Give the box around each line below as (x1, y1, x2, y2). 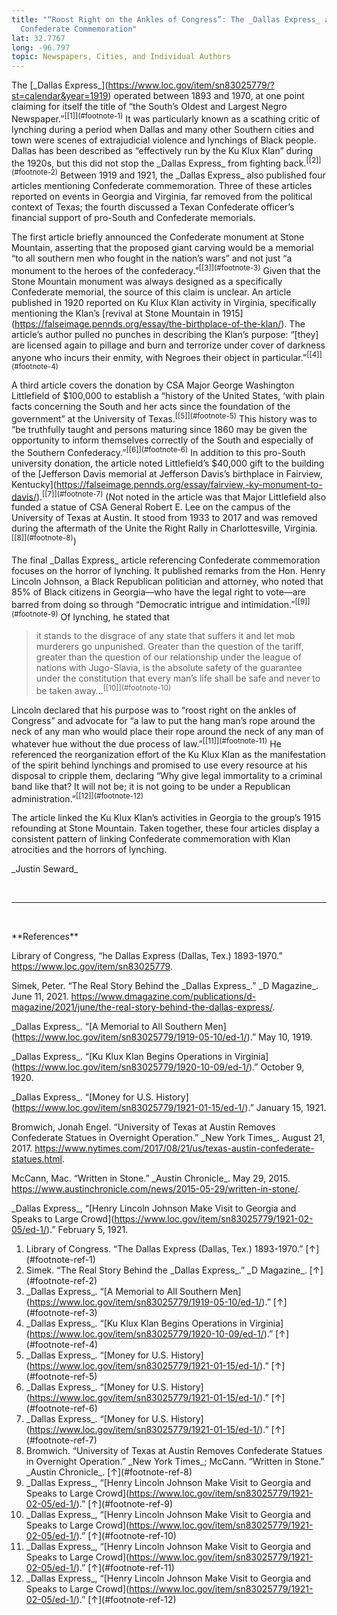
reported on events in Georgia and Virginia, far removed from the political (11, 191, 313, 203)
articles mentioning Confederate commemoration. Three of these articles (11, 180, 313, 192)
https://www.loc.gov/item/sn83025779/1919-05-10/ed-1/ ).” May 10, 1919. (14, 1031, 313, 1043)
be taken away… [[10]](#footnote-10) (35, 683, 172, 696)
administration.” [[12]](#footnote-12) (11, 791, 144, 805)
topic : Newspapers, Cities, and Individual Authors (11, 52, 231, 62)
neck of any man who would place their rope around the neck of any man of (11, 726, 324, 737)
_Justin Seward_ (11, 863, 79, 875)
